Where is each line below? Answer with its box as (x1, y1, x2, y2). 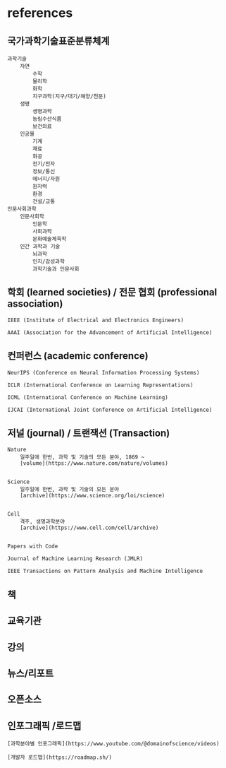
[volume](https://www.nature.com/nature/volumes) (20, 460, 169, 467)
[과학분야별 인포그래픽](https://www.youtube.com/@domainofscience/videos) (7, 740, 220, 748)
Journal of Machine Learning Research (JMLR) (7, 555, 143, 562)
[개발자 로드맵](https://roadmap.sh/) (7, 754, 113, 761)
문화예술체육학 (32, 235, 67, 242)
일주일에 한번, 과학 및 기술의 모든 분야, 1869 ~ (20, 454, 145, 461)
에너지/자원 (32, 175, 61, 182)
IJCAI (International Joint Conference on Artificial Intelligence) (7, 406, 213, 413)
